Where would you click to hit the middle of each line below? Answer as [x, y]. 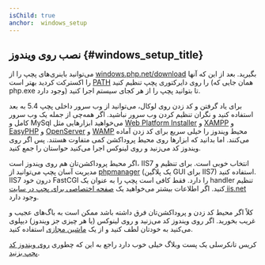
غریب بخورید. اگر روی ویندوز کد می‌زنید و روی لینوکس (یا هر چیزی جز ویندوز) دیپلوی [132, 221]
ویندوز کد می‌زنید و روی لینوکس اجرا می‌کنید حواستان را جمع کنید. [105, 148]
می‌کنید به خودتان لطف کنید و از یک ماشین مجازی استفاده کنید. [101, 229]
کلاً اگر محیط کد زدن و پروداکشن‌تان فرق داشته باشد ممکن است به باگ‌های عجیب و [131, 212]
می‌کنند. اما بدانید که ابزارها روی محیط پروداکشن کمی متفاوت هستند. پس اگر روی [129, 140]
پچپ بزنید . [25, 253]
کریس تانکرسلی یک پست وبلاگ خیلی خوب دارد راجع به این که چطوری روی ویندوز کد [133, 244]
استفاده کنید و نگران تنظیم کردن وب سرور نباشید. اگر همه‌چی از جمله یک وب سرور [131, 115]
